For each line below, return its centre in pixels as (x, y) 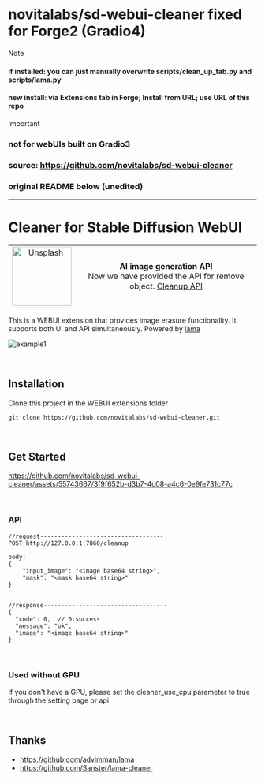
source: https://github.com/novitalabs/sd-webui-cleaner (120, 165)
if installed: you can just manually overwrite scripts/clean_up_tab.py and (130, 71)
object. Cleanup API (166, 286)
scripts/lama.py (35, 80)
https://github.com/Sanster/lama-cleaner (86, 767)
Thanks (27, 740)
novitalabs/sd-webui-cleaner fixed (125, 15)
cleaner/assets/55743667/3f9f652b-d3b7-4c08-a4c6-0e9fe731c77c (120, 484)
